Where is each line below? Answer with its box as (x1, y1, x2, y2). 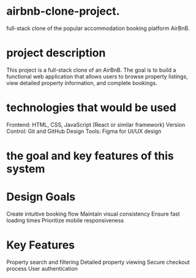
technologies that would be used (6, 101, 176, 115)
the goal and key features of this (6, 149, 175, 163)
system (6, 162, 45, 176)
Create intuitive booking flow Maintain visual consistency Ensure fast (6, 210, 180, 217)
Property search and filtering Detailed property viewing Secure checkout (6, 258, 190, 266)
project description (6, 46, 106, 60)
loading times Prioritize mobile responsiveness (6, 216, 124, 224)
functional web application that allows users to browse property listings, (6, 72, 188, 80)
